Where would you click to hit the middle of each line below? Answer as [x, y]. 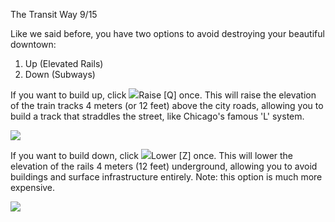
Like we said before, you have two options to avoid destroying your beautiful [167, 33]
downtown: [33, 44]
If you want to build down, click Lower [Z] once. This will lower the [152, 155]
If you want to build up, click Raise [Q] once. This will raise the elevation [163, 95]
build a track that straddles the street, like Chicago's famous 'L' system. [157, 116]
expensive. [33, 187]
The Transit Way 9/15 [54, 14]
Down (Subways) [60, 74]
